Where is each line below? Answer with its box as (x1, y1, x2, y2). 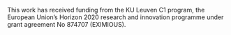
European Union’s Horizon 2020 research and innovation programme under (7, 13, 224, 21)
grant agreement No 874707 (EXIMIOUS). (7, 21, 126, 28)
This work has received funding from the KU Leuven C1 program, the (7, 6, 205, 14)
